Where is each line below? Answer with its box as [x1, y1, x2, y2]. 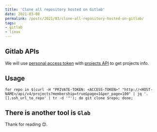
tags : [5, 20, 16, 26]
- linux [5, 29, 21, 34]
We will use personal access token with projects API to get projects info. [5, 60, 149, 66]
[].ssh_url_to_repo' [5, 95, 47, 101]
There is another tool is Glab [5, 109, 91, 117]
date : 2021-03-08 [5, 12, 40, 16]
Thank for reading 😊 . [5, 121, 48, 127]
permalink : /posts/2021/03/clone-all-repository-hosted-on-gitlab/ [5, 16, 144, 21]
